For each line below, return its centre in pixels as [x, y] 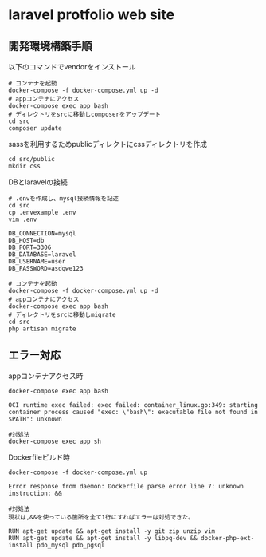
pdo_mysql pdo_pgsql [71, 545]
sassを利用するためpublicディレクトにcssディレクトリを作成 [108, 144]
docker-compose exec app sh [55, 441]
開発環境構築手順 [50, 46]
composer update [35, 128]
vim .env [23, 219]
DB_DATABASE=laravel [43, 255]
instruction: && [35, 493]
